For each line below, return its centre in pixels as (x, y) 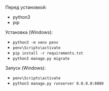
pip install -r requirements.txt (48, 53)
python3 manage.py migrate (41, 59)
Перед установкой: (26, 7)
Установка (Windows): (29, 32)
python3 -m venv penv (35, 42)
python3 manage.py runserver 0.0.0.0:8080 (58, 83)
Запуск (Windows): (25, 68)
